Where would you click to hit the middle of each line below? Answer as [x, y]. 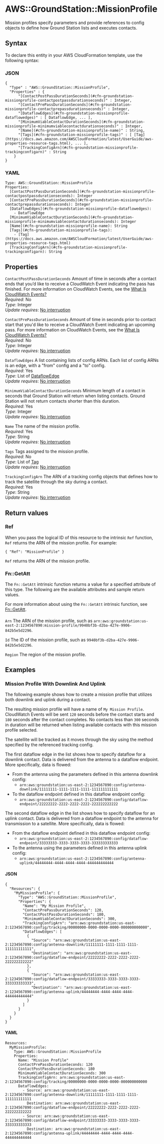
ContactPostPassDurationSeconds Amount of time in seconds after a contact [81, 279]
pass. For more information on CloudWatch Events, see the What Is [72, 330]
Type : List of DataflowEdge [32, 376]
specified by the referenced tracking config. [49, 745]
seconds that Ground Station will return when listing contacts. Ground [75, 396]
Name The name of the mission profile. [43, 426]
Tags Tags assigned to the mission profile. [47, 451]
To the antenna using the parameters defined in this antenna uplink [80, 848]
